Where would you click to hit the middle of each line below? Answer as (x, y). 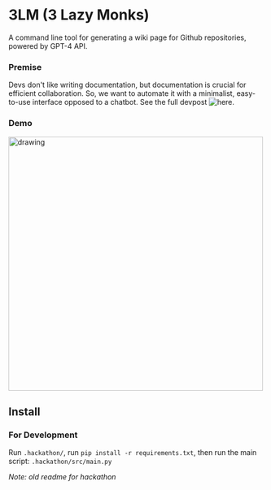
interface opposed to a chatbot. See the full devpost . (133, 102)
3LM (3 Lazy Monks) (79, 15)
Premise (25, 67)
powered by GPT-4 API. (48, 46)
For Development (43, 435)
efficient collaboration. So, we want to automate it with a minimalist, (122, 93)
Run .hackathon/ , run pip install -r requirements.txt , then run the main (133, 453)
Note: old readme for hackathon (62, 477)
